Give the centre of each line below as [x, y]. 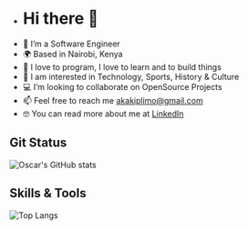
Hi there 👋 [60, 19]
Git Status [38, 143]
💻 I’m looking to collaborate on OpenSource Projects [122, 86]
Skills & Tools [48, 193]
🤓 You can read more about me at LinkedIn [103, 114]
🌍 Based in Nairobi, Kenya [72, 54]
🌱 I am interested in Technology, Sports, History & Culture [131, 76]
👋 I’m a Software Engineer [71, 44]
